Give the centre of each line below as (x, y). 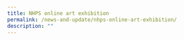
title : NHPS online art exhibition (58, 13)
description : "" (30, 26)
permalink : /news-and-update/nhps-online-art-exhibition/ (92, 20)
